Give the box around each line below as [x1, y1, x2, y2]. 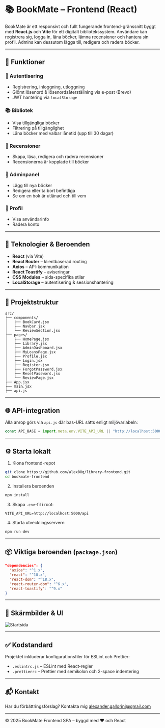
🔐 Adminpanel [5, 171, 39, 178]
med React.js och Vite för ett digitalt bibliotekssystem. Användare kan [5, 28, 147, 34]
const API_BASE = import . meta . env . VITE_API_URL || [5, 429, 111, 434]
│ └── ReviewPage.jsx [5, 376, 54, 380]
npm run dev [5, 529, 29, 534]
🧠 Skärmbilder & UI [5, 609, 63, 617]
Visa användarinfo [12, 216, 49, 222]
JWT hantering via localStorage [12, 94, 78, 100]
